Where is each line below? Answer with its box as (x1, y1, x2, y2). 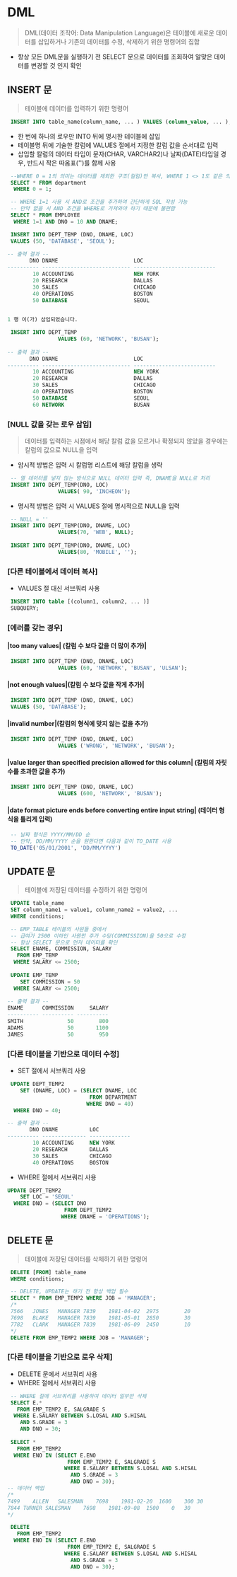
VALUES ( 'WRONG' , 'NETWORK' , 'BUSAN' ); (57, 742, 175, 749)
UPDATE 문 (7, 865, 56, 877)
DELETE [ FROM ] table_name (10, 1269, 87, 1276)
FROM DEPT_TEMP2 (63, 1207, 112, 1214)
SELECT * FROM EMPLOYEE (10, 212, 80, 219)
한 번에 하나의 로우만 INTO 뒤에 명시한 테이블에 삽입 (17, 132, 161, 140)
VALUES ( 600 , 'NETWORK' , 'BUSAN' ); (57, 790, 162, 797)
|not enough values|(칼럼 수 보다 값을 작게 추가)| (7, 681, 145, 689)
